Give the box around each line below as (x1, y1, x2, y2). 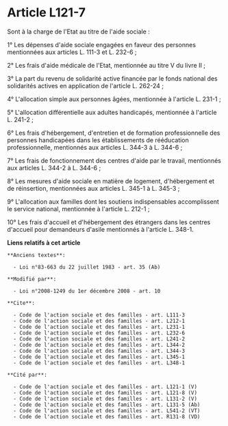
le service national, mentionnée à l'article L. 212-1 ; (7, 204, 150, 213)
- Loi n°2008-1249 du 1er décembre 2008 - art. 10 (13, 287, 161, 295)
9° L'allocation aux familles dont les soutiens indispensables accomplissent (7, 197, 219, 206)
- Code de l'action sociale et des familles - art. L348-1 (13, 359, 186, 367)
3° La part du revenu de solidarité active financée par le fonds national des (7, 74, 218, 83)
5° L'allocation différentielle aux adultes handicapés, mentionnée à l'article (7, 108, 217, 116)
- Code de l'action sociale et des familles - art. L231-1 (13, 323, 186, 330)
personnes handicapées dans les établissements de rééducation (7, 135, 190, 144)
